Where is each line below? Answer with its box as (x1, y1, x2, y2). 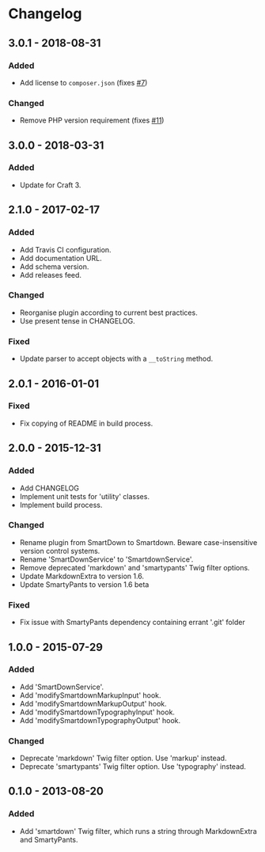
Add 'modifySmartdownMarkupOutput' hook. (19, 699, 168, 708)
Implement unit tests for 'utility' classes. (19, 491, 150, 501)
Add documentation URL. (19, 253, 102, 263)
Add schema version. (19, 262, 89, 271)
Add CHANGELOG (19, 483, 79, 493)
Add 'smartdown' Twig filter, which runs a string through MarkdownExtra (19, 826, 257, 835)
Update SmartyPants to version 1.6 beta (19, 579, 150, 589)
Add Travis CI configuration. (19, 244, 112, 254)
